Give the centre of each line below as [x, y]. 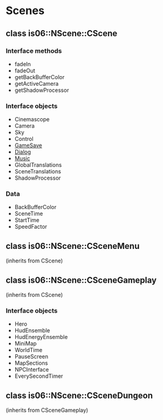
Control [24, 139]
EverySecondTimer [39, 376]
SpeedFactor [31, 227]
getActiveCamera [37, 83]
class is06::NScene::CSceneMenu [73, 246]
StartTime [27, 220]
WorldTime [28, 350]
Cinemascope [32, 120]
